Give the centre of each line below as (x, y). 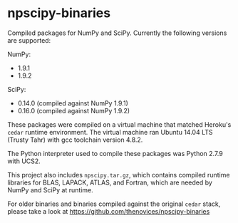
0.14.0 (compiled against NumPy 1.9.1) (73, 103)
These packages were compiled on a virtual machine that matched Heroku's (119, 124)
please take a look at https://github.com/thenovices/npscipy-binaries (109, 211)
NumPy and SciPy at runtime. (51, 190)
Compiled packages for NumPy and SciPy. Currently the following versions (117, 33)
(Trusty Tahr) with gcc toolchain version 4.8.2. (75, 140)
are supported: (29, 40)
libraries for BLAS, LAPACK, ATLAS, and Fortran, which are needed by (110, 182)
